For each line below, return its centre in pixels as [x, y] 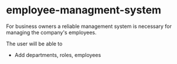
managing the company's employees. [51, 32]
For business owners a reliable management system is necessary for [89, 26]
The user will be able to [34, 44]
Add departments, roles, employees [58, 55]
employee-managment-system [84, 10]
